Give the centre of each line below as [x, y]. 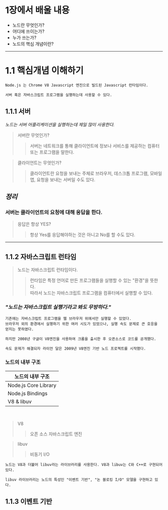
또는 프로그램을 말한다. [52, 152]
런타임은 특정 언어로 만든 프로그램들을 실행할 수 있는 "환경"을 [89, 280]
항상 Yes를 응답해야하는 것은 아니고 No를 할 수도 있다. [82, 235]
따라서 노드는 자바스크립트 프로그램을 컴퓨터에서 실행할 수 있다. [91, 293]
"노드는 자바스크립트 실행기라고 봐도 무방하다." [58, 307]
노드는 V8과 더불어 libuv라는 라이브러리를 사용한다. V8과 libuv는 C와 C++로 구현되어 [84, 464]
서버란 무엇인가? [33, 135]
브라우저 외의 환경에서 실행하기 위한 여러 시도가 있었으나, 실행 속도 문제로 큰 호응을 [81, 324]
